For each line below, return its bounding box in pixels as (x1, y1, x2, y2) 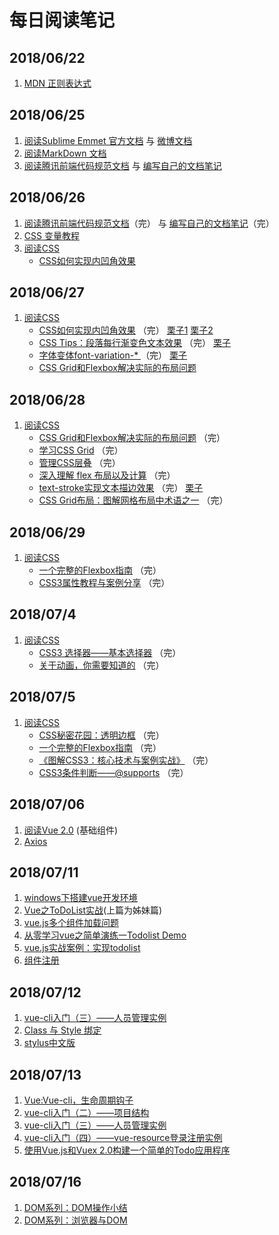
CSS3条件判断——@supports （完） (38, 766, 189, 778)
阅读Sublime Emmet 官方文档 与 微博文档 (23, 134, 193, 146)
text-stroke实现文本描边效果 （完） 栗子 (38, 482, 204, 494)
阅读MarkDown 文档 (23, 147, 107, 159)
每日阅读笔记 (9, 9, 116, 32)
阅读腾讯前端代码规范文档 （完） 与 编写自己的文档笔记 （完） (23, 217, 275, 229)
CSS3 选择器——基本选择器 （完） (38, 646, 182, 658)
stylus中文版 (23, 1037, 76, 1049)
